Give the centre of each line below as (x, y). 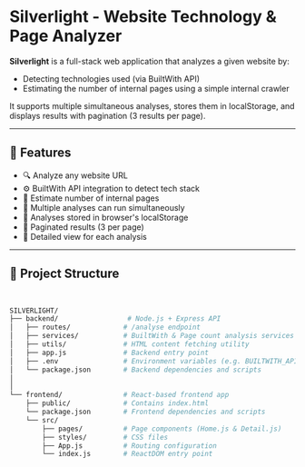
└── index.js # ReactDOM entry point (128, 454)
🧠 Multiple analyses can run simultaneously (103, 207)
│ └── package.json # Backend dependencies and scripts (135, 370)
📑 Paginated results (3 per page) (84, 227)
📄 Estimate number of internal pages (91, 198)
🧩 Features (40, 153)
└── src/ (42, 420)
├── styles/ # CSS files (105, 437)
